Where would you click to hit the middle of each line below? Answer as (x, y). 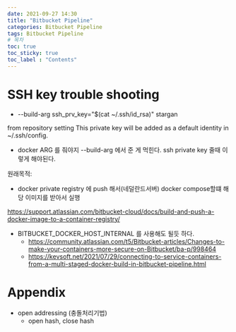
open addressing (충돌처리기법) (62, 313)
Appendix (36, 292)
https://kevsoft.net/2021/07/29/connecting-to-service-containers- (125, 256)
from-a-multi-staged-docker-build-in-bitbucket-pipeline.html (117, 264)
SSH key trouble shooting (84, 94)
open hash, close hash (61, 321)
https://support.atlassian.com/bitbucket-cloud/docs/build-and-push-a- (111, 211)
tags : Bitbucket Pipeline (45, 33)
